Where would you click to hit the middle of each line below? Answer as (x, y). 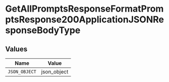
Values (16, 49)
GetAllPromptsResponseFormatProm (84, 9)
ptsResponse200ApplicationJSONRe (84, 19)
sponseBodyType (43, 30)
